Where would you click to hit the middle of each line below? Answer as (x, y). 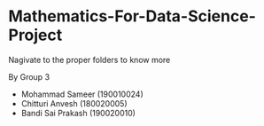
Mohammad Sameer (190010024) (82, 94)
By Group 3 (29, 76)
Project (35, 35)
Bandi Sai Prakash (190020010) (78, 113)
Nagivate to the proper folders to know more (89, 59)
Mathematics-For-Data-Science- (132, 16)
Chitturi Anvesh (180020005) (74, 103)
